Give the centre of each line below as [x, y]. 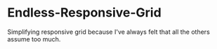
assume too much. [34, 39]
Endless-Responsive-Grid [84, 13]
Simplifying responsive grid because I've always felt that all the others [109, 32]
